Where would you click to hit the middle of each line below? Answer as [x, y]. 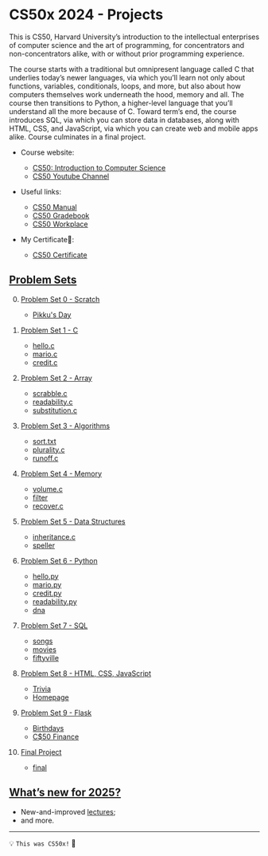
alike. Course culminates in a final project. [78, 136]
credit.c [45, 362]
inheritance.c [54, 536]
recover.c [48, 506]
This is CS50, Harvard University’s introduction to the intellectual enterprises [134, 37]
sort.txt [44, 441]
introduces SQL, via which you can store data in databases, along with [124, 120]
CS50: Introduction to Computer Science [99, 167]
